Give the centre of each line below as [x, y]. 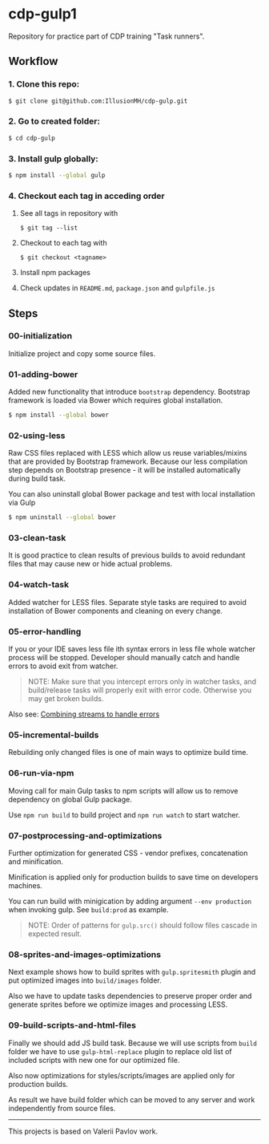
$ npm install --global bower [59, 415]
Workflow [33, 61]
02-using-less [37, 436]
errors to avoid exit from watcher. [63, 666]
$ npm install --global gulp [57, 175]
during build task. [37, 479]
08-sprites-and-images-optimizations [85, 954]
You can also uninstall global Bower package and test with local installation [132, 494]
